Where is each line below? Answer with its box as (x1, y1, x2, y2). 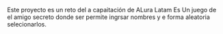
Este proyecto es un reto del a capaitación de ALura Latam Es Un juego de (7, 6, 217, 14)
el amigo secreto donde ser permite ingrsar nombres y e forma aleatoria (7, 13, 211, 21)
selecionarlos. (7, 20, 47, 28)
